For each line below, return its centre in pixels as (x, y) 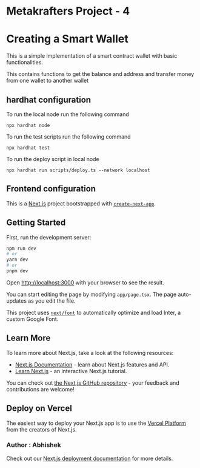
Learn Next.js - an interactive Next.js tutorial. (71, 371)
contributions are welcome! (40, 389)
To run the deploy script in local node (53, 159)
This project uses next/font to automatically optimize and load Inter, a (94, 312)
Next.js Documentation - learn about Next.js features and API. (92, 364)
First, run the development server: (49, 237)
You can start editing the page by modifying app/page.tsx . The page (92, 294)
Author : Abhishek (34, 445)
